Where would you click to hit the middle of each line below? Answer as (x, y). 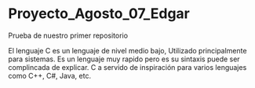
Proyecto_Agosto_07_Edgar (99, 14)
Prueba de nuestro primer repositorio (68, 35)
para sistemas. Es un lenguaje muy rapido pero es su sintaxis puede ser (124, 59)
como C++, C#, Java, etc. (50, 75)
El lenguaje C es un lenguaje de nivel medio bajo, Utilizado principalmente (127, 50)
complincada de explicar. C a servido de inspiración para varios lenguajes (127, 67)
